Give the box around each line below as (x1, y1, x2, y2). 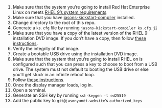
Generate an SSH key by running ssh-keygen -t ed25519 (12, 92, 126, 98)
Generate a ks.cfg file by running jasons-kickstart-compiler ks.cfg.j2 (12, 25, 158, 31)
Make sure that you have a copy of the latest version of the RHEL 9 (12, 30, 148, 36)
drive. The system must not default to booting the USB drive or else (12, 66, 149, 72)
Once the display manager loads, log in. (12, 82, 93, 87)
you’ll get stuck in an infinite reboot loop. (12, 72, 95, 77)
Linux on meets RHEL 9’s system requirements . (12, 9, 108, 15)
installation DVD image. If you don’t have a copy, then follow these (12, 35, 146, 41)
